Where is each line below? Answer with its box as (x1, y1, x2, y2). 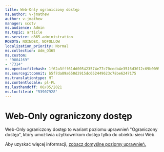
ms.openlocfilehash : (5, 67, 47, 72)
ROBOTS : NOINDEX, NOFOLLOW (5, 39, 60, 44)
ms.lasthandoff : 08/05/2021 (5, 84, 62, 90)
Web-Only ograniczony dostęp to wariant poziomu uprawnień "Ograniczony (5, 127, 158, 132)
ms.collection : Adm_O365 (5, 48, 56, 53)
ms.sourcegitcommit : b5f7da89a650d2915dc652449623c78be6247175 (5, 71, 137, 76)
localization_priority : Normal (5, 44, 69, 49)
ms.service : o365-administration (5, 35, 73, 40)
